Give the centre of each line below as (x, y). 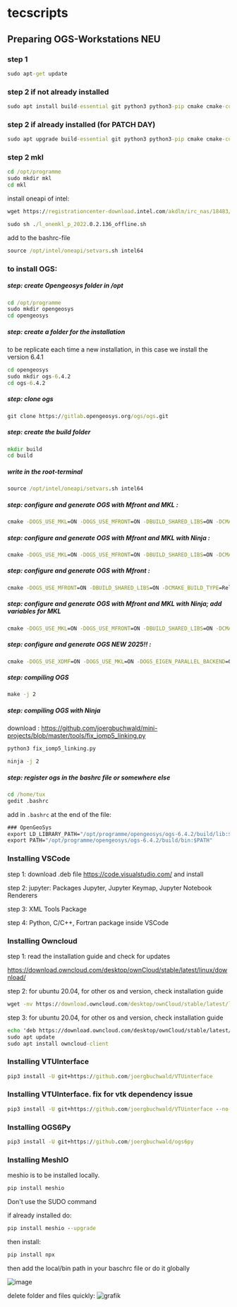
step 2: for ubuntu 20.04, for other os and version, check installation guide (115, 991)
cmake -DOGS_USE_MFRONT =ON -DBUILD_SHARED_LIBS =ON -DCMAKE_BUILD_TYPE (113, 587)
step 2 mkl (25, 157)
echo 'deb (22, 1030)
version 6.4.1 (25, 357)
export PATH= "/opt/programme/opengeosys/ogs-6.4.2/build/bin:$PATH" (110, 841)
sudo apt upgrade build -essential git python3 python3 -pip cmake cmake (115, 139)
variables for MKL (34, 611)
